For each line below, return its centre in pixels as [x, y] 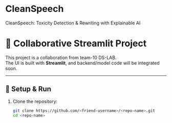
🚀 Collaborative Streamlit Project [76, 43]
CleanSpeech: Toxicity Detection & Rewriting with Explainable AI [73, 23]
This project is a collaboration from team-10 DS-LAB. [61, 57]
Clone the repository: [35, 101]
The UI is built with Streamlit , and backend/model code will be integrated [82, 63]
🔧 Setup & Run [28, 89]
